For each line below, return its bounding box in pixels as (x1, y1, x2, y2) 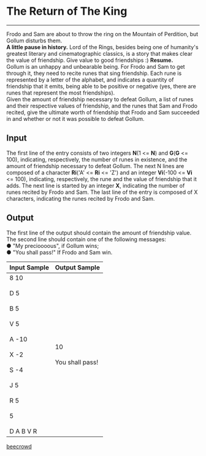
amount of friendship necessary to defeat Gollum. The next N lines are (6, 162, 185, 169)
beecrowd (6, 442, 32, 450)
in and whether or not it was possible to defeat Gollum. (6, 115, 145, 122)
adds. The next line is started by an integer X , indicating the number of (6, 182, 185, 189)
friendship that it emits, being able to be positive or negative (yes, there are (6, 82, 196, 90)
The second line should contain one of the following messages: (6, 235, 167, 243)
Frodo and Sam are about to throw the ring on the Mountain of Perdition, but (6, 30, 199, 37)
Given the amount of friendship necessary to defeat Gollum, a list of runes (6, 95, 194, 102)
